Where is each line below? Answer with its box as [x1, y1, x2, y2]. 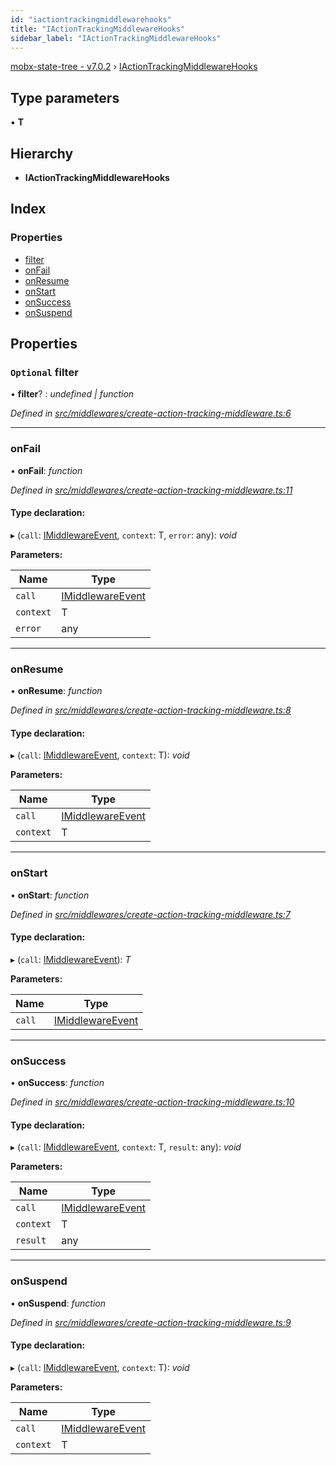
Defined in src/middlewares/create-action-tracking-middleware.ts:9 [10, 1316, 292, 1328]
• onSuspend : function [10, 1297, 106, 1309]
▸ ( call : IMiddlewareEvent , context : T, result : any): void [10, 1141, 242, 1153]
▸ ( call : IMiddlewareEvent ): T [10, 953, 132, 965]
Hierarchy [10, 145, 74, 162]
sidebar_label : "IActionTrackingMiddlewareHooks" [10, 33, 222, 43]
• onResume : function [10, 685, 103, 697]
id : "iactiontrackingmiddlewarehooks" [10, 14, 172, 25]
